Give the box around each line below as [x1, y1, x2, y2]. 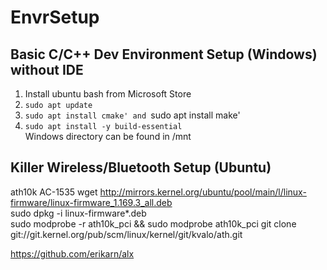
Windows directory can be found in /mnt [24, 131, 192, 142]
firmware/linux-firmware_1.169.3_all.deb [10, 196, 173, 208]
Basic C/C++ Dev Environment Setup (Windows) [10, 46, 318, 63]
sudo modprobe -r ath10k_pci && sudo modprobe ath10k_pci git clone [10, 217, 297, 230]
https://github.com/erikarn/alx [10, 247, 135, 260]
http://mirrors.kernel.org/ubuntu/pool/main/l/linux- [99, 186, 307, 198]
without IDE [10, 61, 84, 78]
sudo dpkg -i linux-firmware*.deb [10, 207, 147, 219]
